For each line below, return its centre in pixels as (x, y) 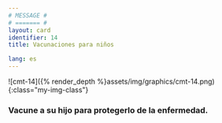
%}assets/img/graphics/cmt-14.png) (156, 81)
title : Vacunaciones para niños (61, 45)
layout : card (30, 30)
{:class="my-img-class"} (48, 90)
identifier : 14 (33, 37)
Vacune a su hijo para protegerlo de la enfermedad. (108, 110)
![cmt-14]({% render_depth (52, 81)
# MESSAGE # (28, 15)
